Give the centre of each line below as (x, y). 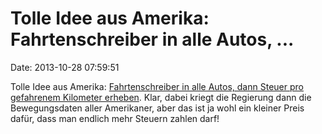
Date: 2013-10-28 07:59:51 (65, 67)
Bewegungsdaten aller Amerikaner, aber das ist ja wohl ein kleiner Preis (157, 108)
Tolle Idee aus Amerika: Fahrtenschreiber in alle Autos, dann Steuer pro (157, 86)
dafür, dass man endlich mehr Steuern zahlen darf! (115, 118)
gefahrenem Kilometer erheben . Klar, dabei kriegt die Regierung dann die (161, 97)
